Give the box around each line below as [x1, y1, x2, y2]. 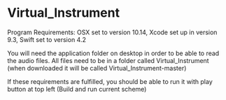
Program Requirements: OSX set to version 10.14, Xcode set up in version [7, 28, 218, 36]
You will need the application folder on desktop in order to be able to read [7, 49, 220, 57]
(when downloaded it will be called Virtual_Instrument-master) [7, 64, 187, 72]
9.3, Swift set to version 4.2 [7, 35, 86, 43]
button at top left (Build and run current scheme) [7, 85, 147, 93]
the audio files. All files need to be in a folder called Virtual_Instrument [7, 56, 209, 64]
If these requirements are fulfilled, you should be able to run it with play [7, 77, 213, 85]
